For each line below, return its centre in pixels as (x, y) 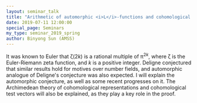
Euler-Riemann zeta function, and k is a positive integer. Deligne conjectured (99, 63)
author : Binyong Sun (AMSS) (41, 39)
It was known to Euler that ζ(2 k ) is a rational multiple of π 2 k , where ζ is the (96, 56)
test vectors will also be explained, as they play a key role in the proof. (91, 94)
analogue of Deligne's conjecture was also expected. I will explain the (91, 75)
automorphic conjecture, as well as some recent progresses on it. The (91, 81)
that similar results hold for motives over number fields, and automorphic (94, 68)
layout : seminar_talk (33, 11)
